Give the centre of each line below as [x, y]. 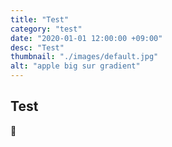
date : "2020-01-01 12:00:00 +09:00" [86, 38]
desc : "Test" [37, 47]
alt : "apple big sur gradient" [75, 66]
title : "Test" [40, 19]
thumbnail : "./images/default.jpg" [84, 57]
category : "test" [46, 29]
